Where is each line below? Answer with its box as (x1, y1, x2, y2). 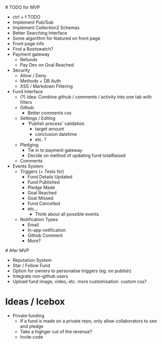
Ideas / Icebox (5, 296, 65, 307)
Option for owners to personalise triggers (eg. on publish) (12, 268, 132, 274)
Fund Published (27, 179, 60, 185)
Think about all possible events (35, 211, 99, 217)
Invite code (20, 333, 44, 340)
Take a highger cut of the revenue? (20, 328, 93, 334)
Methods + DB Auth (20, 78, 61, 84)
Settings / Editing (20, 115, 56, 121)
